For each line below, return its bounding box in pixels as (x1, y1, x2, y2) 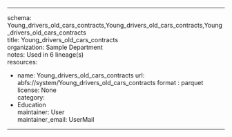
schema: (7, 14, 32, 21)
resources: (7, 58, 38, 66)
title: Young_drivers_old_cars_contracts (7, 36, 119, 44)
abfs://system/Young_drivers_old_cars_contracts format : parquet (17, 79, 204, 86)
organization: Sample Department (7, 43, 104, 51)
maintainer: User (17, 108, 65, 116)
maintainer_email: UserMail (17, 116, 95, 123)
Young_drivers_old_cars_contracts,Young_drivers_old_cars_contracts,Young (7, 21, 223, 29)
